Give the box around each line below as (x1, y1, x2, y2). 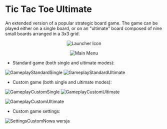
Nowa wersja (42, 117, 70, 123)
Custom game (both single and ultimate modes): (12, 79, 112, 85)
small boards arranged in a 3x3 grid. (5, 30, 80, 36)
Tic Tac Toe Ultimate (5, 3, 92, 15)
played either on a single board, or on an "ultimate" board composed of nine (5, 25, 162, 31)
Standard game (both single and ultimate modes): (12, 59, 115, 65)
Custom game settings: (12, 108, 60, 114)
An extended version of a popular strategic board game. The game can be (5, 20, 158, 26)
